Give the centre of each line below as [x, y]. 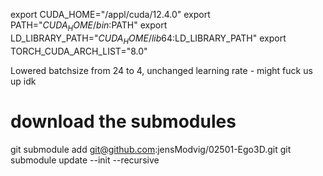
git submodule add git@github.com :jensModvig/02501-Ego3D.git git [151, 149]
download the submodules [123, 121]
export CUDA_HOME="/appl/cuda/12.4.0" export [110, 14]
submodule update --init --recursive [85, 160]
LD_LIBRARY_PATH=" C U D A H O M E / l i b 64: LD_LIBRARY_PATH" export [148, 39]
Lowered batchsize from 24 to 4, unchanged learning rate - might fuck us [161, 70]
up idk [23, 81]
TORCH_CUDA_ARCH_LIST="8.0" [79, 51]
